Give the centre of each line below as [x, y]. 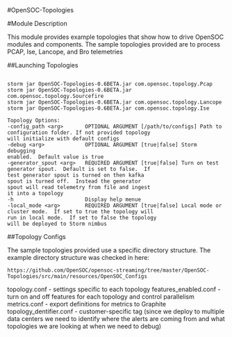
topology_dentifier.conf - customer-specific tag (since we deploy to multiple [116, 311]
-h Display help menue [74, 199]
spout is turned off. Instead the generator [74, 181]
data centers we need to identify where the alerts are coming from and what [116, 319]
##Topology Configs [36, 237]
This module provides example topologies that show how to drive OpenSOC [116, 37]
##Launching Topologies [43, 65]
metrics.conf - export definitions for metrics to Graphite [87, 304]
